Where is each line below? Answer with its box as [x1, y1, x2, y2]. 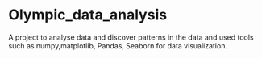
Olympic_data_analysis [8, 6, 168, 24]
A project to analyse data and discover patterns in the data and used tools [8, 32, 254, 42]
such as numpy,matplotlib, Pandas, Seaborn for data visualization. [8, 40, 228, 50]
